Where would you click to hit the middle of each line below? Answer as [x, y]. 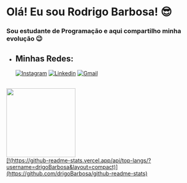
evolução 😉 [25, 39]
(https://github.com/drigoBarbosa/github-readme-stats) [77, 173]
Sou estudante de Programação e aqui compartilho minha [94, 31]
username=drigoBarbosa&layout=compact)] [62, 166]
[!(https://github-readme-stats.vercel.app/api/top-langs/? [79, 160]
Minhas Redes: [44, 58]
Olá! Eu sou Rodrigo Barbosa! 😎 [89, 12]
